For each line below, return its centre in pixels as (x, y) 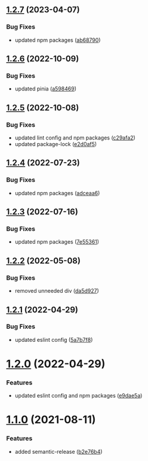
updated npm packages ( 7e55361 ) (57, 242)
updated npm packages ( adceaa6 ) (57, 193)
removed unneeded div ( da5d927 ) (57, 291)
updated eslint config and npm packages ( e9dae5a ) (78, 396)
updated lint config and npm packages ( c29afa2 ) (75, 138)
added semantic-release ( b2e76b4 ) (58, 451)
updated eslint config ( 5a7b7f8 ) (54, 339)
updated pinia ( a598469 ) (45, 89)
